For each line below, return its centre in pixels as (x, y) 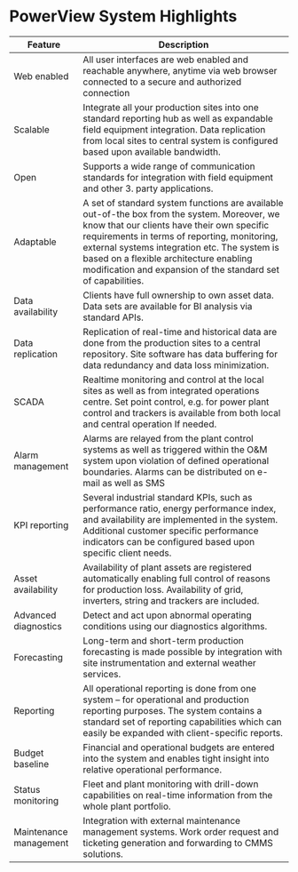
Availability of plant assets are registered (168, 567)
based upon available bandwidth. (152, 151)
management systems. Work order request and (181, 831)
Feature (44, 44)
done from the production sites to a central (172, 342)
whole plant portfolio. (127, 806)
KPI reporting (41, 524)
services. (102, 674)
